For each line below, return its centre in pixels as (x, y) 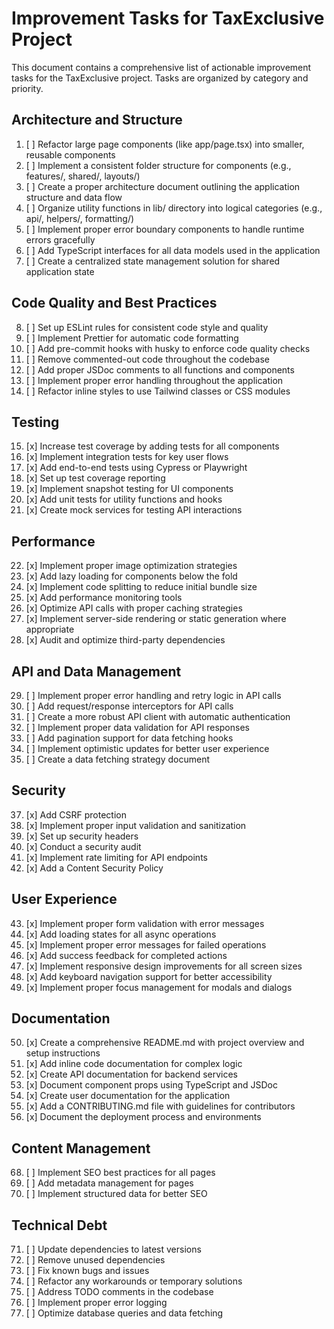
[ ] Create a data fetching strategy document (117, 759)
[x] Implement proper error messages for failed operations (146, 944)
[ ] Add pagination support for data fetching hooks (129, 738)
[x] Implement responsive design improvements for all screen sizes (164, 966)
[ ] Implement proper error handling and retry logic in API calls (153, 695)
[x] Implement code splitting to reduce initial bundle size (141, 587)
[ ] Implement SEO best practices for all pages (120, 1173)
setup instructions (63, 1053)
